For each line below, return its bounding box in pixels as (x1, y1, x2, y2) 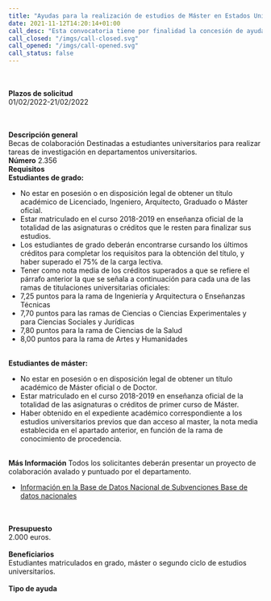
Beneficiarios (8, 549, 55, 559)
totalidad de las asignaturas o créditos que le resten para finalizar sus (19, 223, 252, 232)
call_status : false (8, 49, 74, 57)
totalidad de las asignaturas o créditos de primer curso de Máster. (19, 400, 240, 409)
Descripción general (8, 130, 78, 140)
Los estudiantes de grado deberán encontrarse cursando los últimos (19, 240, 248, 249)
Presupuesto (8, 524, 52, 533)
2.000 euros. (8, 532, 51, 541)
